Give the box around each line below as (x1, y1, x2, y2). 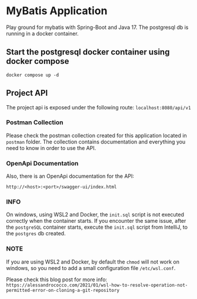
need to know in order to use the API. (6, 144, 96, 151)
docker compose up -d (6, 72, 59, 78)
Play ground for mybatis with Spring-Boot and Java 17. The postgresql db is (6, 24, 189, 31)
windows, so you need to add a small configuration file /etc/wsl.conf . (6, 264, 176, 271)
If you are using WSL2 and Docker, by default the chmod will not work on (6, 258, 180, 265)
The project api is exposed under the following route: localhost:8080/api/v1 (6, 103, 191, 110)
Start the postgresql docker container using (6, 47, 170, 57)
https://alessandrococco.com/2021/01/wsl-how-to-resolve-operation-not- (6, 282, 188, 288)
